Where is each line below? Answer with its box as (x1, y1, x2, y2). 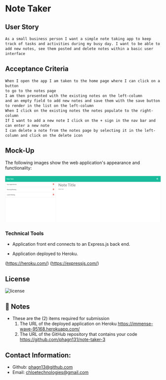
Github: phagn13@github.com (12, 364, 73, 370)
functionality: (5, 164, 32, 171)
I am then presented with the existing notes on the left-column (5, 93, 142, 98)
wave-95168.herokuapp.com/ (19, 326, 80, 332)
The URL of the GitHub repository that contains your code (19, 331, 137, 337)
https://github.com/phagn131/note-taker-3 (19, 336, 106, 342)
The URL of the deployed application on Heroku (19, 321, 117, 327)
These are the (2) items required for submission (12, 316, 110, 322)
